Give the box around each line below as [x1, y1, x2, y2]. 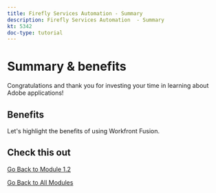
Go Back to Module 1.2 [7, 165, 71, 173]
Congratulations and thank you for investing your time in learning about [7, 82, 209, 90]
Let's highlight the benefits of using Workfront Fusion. [7, 127, 160, 135]
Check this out [7, 147, 71, 159]
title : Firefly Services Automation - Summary [7, 10, 143, 17]
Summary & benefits [7, 59, 127, 74]
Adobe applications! [7, 89, 64, 97]
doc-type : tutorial [7, 29, 63, 36]
